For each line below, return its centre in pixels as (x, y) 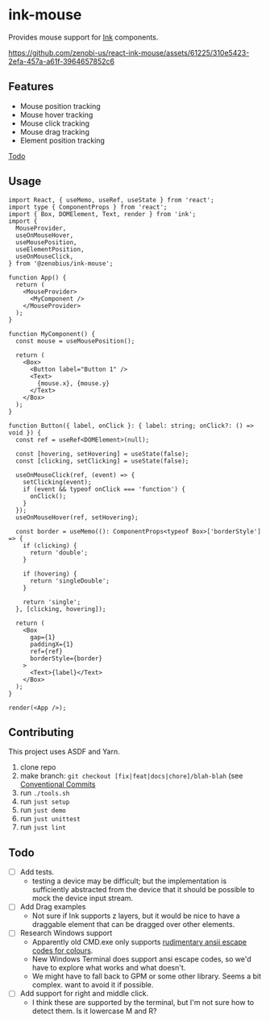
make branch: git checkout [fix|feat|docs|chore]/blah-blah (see (131, 776)
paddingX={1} (52, 644)
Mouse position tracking (60, 106)
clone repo (38, 767)
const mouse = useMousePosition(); (75, 341)
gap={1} (43, 637)
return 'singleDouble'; (70, 581)
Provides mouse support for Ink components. (83, 37)
